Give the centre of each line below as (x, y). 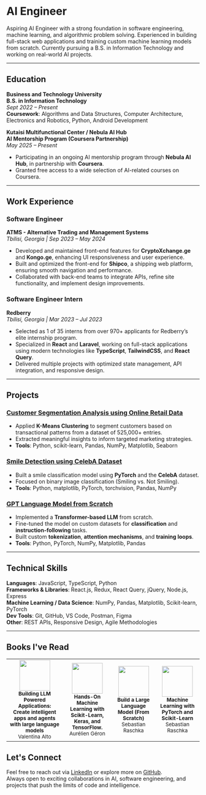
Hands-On (87, 697)
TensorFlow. (87, 727)
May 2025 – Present (32, 145)
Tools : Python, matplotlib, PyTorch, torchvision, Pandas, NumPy (96, 488)
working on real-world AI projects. (50, 54)
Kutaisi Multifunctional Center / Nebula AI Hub (67, 132)
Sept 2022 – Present (32, 107)
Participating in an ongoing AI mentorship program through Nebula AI (103, 157)
